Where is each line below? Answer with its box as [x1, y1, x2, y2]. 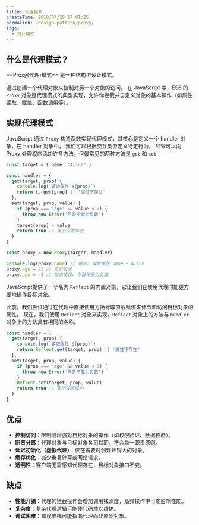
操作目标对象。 [16, 290, 53, 298]
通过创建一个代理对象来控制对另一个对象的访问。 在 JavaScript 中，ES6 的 [6, 84, 189, 91]
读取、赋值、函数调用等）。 [6, 99, 71, 106]
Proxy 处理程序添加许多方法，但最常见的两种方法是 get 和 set [6, 150, 157, 157]
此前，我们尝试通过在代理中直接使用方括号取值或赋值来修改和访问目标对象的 [6, 303, 194, 310]
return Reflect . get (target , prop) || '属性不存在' [17, 347, 141, 353]
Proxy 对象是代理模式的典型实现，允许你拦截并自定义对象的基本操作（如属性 [6, 91, 193, 98]
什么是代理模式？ [6, 54, 69, 64]
